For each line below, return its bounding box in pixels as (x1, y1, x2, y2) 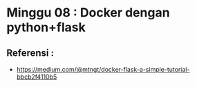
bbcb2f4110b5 (16, 72, 57, 81)
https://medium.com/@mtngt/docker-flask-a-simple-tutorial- (16, 66, 190, 73)
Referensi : (6, 47, 55, 59)
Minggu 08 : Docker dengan (6, 5, 170, 21)
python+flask (6, 19, 86, 35)
